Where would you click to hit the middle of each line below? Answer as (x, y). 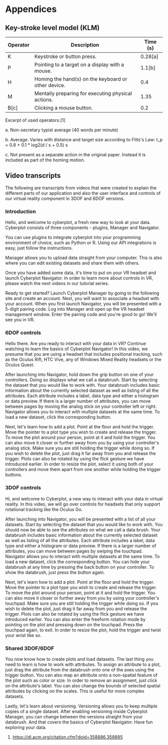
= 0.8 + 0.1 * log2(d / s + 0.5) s (37, 145)
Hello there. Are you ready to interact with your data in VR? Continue (76, 344)
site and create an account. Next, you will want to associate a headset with (82, 299)
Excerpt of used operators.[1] (35, 120)
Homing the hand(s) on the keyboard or (81, 79)
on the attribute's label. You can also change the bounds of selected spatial (83, 686)
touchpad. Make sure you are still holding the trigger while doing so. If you (82, 603)
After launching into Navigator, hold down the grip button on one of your (79, 375)
